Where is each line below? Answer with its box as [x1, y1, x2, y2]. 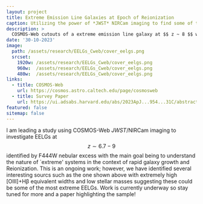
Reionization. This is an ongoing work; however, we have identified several [6, 165, 192, 173]
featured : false [6, 104, 47, 111]
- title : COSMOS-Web [11, 82, 63, 88]
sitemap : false [6, 110, 45, 116]
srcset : [11, 54, 31, 60]
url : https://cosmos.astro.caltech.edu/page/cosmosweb [17, 88, 158, 94]
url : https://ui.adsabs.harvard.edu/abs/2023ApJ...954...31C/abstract [17, 99, 199, 105]
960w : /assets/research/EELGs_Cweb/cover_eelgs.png [17, 65, 153, 71]
